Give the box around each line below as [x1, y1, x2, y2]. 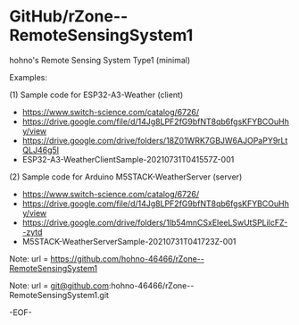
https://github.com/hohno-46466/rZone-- [50, 253, 205, 264]
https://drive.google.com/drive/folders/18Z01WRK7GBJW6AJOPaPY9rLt [21, 135, 288, 146]
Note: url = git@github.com [9, 279, 110, 291]
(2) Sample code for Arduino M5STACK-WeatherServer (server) [9, 171, 243, 182]
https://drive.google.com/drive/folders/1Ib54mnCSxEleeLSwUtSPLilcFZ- [21, 217, 288, 228]
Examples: [9, 71, 47, 82]
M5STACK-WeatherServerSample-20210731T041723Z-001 [21, 236, 237, 246]
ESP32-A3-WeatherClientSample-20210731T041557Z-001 [21, 154, 235, 164]
